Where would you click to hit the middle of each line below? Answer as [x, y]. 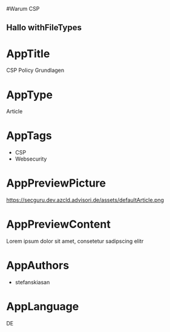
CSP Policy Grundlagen [35, 70]
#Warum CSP [23, 9]
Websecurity [31, 159]
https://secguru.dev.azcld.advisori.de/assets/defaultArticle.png [85, 200]
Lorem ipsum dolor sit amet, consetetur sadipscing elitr [75, 241]
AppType [30, 94]
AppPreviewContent [58, 224]
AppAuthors [38, 266]
